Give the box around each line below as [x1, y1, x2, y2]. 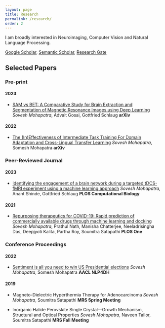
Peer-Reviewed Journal [5, 157, 63, 164]
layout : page [5, 7, 32, 12]
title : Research [5, 12, 39, 17]
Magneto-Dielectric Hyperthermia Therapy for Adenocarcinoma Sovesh [12, 292, 159, 297]
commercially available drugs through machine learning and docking [12, 218, 152, 224]
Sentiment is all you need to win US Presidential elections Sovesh [12, 264, 146, 270]
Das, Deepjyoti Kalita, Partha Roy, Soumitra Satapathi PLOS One [12, 229, 142, 235]
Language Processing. [5, 40, 51, 46]
